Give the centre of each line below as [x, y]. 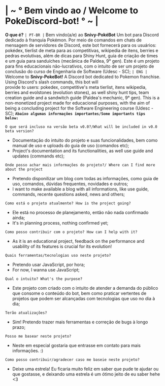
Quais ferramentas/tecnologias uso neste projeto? [58, 255]
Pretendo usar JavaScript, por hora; [49, 265]
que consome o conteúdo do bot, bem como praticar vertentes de [79, 293]
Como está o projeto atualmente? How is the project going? [68, 203]
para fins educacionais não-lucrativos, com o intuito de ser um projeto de [80, 66]
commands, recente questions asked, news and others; [68, 194]
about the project [24, 169]
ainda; [18, 218]
